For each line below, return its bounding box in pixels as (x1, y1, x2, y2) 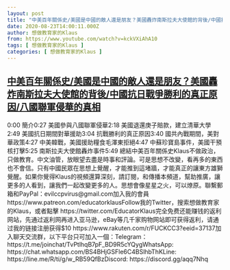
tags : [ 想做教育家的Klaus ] (7, 42, 84, 49)
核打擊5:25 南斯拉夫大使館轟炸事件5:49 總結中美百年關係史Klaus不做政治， (7, 146, 220, 155)
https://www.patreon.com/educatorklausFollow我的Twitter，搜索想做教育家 (7, 198, 220, 206)
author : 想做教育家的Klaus (7, 29, 78, 36)
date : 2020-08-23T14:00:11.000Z (7, 23, 99, 30)
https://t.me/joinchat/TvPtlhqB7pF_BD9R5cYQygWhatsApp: (7, 240, 174, 248)
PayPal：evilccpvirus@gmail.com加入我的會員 (18, 190, 149, 198)
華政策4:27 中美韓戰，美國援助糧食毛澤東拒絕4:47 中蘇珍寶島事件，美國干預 (7, 138, 222, 146)
